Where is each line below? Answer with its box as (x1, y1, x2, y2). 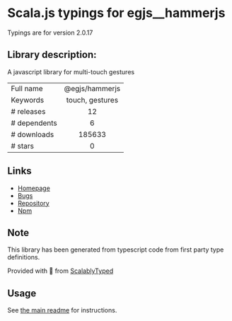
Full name (11, 83, 44, 93)
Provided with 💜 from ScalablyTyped (7, 267, 114, 275)
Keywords (11, 95, 45, 105)
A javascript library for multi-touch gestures (7, 67, 135, 76)
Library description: (7, 49, 97, 61)
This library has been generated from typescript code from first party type (7, 245, 224, 254)
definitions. (7, 253, 40, 262)
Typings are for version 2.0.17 (7, 28, 93, 37)
